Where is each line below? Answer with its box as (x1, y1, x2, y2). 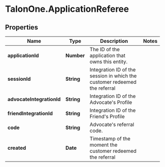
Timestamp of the (89, 135, 131, 142)
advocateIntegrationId (7, 96, 61, 102)
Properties (5, 23, 38, 32)
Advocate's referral (89, 121, 134, 128)
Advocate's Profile (89, 99, 133, 105)
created (7, 144, 26, 151)
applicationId (7, 52, 39, 59)
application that (89, 52, 126, 59)
